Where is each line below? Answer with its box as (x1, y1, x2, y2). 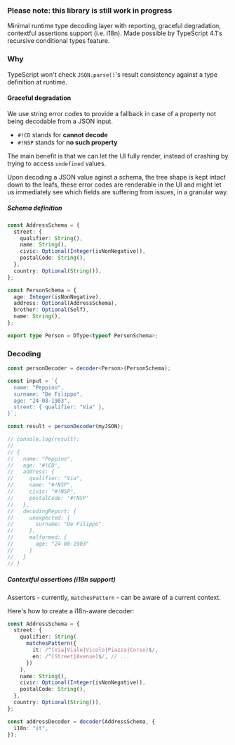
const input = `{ (7, 377, 58, 384)
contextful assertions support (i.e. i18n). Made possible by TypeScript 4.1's (7, 29, 222, 37)
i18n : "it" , (13, 725, 49, 732)
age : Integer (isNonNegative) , (13, 293, 102, 301)
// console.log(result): (7, 436, 80, 443)
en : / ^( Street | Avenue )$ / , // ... (32, 653, 130, 660)
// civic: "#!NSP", (7, 488, 77, 495)
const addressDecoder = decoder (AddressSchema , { (7, 718, 156, 725)
